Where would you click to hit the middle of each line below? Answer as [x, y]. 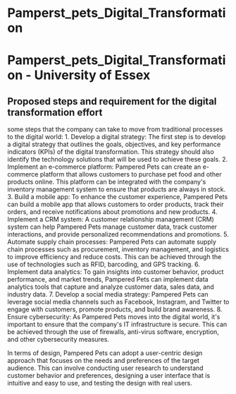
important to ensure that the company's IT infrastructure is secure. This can [117, 324]
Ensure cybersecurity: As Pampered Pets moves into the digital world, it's [114, 317]
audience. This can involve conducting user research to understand [105, 368]
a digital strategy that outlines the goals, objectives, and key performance [114, 144]
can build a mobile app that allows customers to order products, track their [116, 204]
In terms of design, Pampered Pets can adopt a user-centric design [105, 353]
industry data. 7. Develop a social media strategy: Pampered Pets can [108, 294]
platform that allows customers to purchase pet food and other [131, 174]
